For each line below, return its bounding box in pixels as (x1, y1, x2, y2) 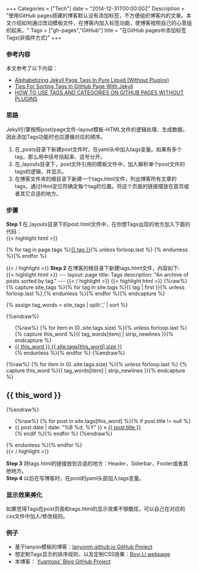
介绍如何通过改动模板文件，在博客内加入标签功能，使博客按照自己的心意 (11, 19, 187, 26)
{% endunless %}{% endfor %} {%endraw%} (14, 349, 126, 356)
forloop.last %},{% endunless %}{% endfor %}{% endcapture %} (6, 290, 166, 297)
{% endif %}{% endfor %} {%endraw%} (14, 430, 113, 437)
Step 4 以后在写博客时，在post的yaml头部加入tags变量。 (6, 474, 144, 481)
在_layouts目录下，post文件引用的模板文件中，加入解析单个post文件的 (14, 160, 186, 168)
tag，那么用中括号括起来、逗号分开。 (14, 153, 105, 160)
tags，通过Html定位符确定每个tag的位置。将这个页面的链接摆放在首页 (14, 182, 184, 189)
